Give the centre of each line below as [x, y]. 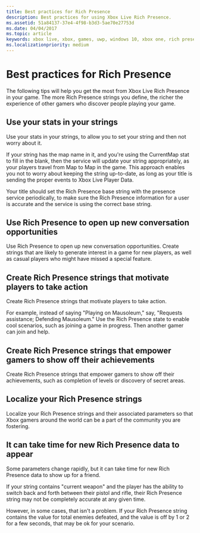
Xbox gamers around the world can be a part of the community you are [93, 420]
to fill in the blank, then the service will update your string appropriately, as [98, 161]
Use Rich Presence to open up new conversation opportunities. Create [93, 246]
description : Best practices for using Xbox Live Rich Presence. [89, 17]
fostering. [18, 426]
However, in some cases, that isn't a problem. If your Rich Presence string [97, 510]
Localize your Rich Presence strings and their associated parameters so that [100, 413]
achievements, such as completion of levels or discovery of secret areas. [96, 381]
